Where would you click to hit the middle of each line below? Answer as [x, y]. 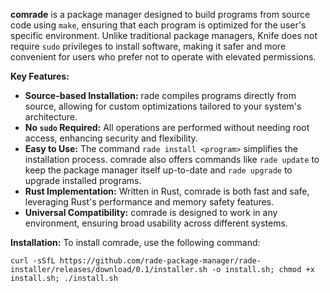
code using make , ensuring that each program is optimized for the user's [158, 25]
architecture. [51, 117]
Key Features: [40, 76]
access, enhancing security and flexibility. [111, 138]
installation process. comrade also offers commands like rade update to [172, 159]
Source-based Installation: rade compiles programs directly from [160, 95]
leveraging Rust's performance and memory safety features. [149, 202]
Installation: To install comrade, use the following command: [135, 242]
